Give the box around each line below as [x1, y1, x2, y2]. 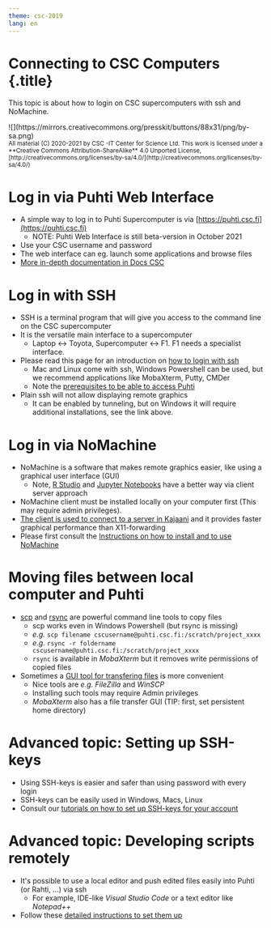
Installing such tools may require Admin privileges [32, 688, 199, 698]
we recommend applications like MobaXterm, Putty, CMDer [32, 373, 231, 383]
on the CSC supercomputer [19, 321, 112, 331]
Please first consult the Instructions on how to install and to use [19, 531, 232, 541]
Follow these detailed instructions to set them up [19, 910, 183, 920]
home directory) [32, 705, 87, 715]
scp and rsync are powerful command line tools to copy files [19, 612, 222, 622]
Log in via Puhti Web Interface [8, 188, 214, 206]
